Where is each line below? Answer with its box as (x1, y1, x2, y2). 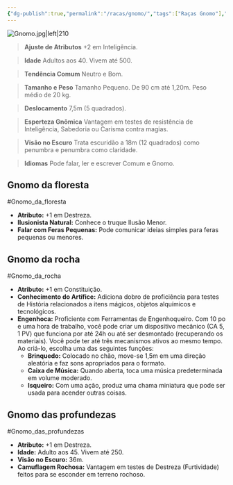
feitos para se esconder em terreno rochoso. (17, 470, 146, 479)
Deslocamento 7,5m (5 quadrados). (24, 104, 127, 112)
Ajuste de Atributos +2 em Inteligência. (24, 42, 138, 51)
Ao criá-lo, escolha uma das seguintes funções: (17, 345, 154, 353)
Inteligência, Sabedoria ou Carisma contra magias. (24, 124, 169, 133)
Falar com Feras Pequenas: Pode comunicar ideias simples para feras (17, 226, 219, 234)
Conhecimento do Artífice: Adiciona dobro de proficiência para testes (17, 293, 220, 301)
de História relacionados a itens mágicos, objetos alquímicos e (17, 300, 196, 309)
